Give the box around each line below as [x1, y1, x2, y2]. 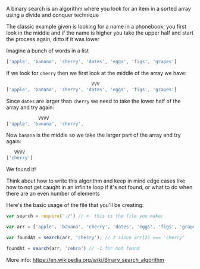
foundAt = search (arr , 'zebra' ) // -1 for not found [6, 245, 140, 251]
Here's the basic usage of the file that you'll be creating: [6, 202, 144, 209]
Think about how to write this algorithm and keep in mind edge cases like [6, 177, 186, 184]
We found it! [6, 166, 36, 173]
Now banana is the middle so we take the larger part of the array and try [6, 131, 181, 139]
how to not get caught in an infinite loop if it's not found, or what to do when [6, 184, 193, 191]
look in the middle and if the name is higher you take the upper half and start [6, 29, 194, 36]
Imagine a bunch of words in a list [6, 47, 89, 54]
